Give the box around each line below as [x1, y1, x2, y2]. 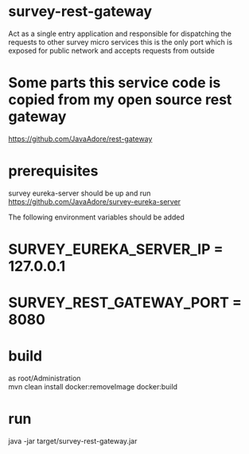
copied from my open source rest [8, 91, 232, 109]
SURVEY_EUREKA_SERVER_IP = [8, 240, 224, 258]
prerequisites [8, 162, 99, 180]
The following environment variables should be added [8, 212, 185, 222]
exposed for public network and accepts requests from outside [8, 45, 215, 55]
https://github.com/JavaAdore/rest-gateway [8, 134, 153, 144]
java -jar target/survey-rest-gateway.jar [8, 436, 138, 446]
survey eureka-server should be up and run [8, 188, 151, 198]
